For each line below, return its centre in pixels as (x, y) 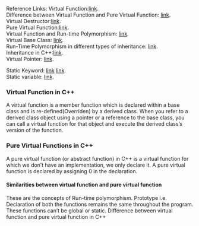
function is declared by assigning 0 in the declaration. (72, 171)
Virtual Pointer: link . (30, 59)
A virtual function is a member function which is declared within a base (93, 105)
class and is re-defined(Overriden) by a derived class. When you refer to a (97, 112)
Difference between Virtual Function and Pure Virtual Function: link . (89, 15)
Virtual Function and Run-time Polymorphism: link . (67, 34)
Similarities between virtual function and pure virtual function (84, 185)
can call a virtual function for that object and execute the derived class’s (94, 124)
